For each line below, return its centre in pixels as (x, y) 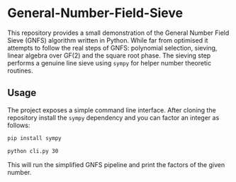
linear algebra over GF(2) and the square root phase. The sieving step (109, 55)
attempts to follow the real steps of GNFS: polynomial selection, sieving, (112, 48)
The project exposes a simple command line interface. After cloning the (112, 110)
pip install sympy (34, 138)
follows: (19, 125)
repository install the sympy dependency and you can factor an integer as (113, 117)
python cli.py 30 (33, 151)
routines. (20, 70)
